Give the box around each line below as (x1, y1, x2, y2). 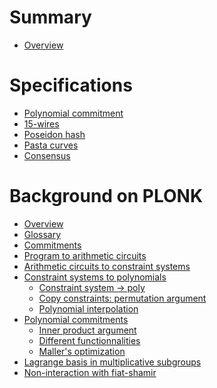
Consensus (23, 149, 71, 161)
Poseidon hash (23, 128, 86, 140)
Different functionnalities (38, 334, 141, 346)
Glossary (23, 228, 62, 240)
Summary (9, 6, 92, 29)
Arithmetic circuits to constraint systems (23, 260, 191, 272)
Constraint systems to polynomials (23, 271, 167, 283)
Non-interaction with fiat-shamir (23, 366, 157, 378)
